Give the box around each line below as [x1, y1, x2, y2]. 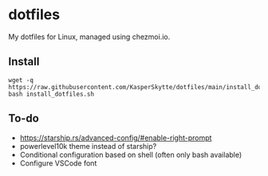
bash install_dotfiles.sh [8, 90, 94, 98]
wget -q [8, 76, 34, 84]
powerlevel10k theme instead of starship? [19, 141, 157, 151]
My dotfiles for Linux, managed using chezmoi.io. [8, 32, 171, 41]
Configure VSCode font [19, 158, 97, 168]
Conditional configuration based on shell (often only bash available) [19, 150, 242, 159]
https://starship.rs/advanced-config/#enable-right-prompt [19, 133, 212, 143]
